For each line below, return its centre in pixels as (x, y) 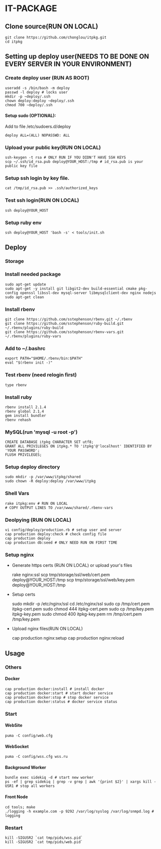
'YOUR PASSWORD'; (22, 451)
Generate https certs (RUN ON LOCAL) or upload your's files (72, 565)
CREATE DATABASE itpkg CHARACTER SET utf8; (49, 442)
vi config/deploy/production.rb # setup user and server (63, 530)
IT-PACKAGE (31, 8)
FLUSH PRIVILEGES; (23, 455)
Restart (14, 828)
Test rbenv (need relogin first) (41, 375)
